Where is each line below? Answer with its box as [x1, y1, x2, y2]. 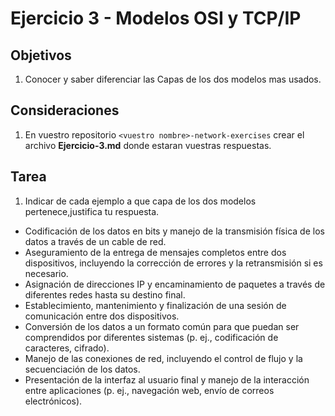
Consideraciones [10, 102, 120, 119]
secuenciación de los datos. [24, 363, 141, 375]
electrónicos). [24, 395, 83, 407]
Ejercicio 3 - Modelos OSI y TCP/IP [10, 7, 302, 30]
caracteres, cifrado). [24, 342, 110, 354]
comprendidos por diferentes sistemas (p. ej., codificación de [24, 331, 279, 343]
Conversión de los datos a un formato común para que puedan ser [24, 320, 300, 332]
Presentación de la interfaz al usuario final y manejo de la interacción [24, 373, 310, 386]
